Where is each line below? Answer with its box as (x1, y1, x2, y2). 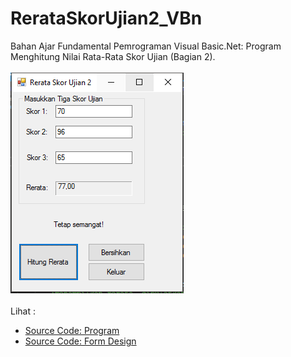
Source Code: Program (24, 324, 120, 336)
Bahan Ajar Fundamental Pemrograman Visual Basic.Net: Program (10, 40, 282, 52)
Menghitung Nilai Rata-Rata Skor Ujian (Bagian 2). (10, 50, 216, 62)
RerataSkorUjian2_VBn (10, 7, 203, 30)
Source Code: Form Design (24, 335, 137, 347)
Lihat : (10, 305, 36, 317)
